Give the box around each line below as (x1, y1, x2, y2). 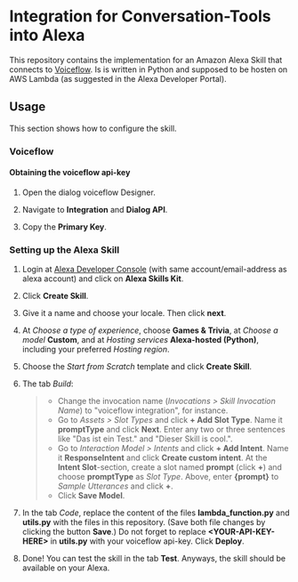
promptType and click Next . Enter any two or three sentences (57, 424, 286, 435)
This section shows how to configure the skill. (9, 123, 177, 133)
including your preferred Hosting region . (21, 344, 171, 355)
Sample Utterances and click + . (57, 481, 173, 491)
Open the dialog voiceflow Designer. (21, 187, 156, 198)
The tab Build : (21, 378, 74, 389)
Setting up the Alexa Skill (9, 243, 120, 255)
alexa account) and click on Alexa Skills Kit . (21, 273, 184, 284)
